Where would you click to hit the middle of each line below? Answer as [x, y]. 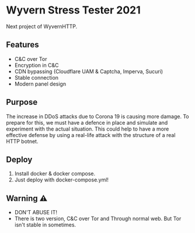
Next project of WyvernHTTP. [42, 26]
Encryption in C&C [37, 65]
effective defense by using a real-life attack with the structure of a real [91, 135]
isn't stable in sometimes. [45, 225]
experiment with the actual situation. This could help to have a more [88, 129]
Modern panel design [40, 84]
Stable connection [36, 77]
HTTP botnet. [22, 141]
